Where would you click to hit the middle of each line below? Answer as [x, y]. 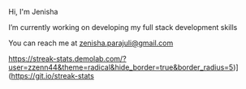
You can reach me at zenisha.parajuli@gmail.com [91, 43]
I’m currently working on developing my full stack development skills [123, 27]
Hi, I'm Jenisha [33, 12]
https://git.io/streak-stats [53, 76]
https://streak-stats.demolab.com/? [68, 59]
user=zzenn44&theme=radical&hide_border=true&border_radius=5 [121, 67]
